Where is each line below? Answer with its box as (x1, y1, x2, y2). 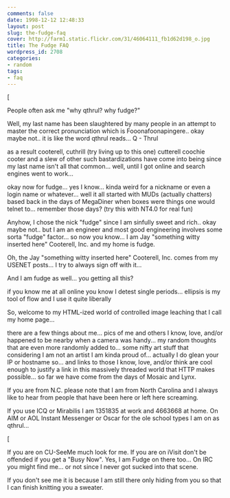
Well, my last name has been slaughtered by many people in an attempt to (7, 120, 216, 128)
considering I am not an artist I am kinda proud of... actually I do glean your (7, 351, 219, 359)
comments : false (7, 10, 54, 17)
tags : (7, 68, 23, 74)
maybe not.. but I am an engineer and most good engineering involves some (7, 225, 223, 234)
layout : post (7, 23, 45, 30)
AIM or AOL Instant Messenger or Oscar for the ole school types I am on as (7, 414, 220, 422)
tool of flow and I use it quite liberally (7, 295, 112, 303)
